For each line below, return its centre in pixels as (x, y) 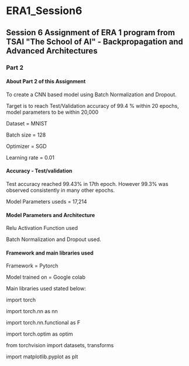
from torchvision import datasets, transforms (60, 345)
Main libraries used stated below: (46, 289)
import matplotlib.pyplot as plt (42, 357)
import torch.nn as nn (32, 311)
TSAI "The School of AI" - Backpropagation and (94, 41)
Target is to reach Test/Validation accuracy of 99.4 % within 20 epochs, (93, 106)
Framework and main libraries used (50, 253)
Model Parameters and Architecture (51, 215)
